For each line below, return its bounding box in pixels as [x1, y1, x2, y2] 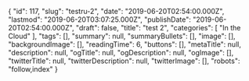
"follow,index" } [8, 65, 59, 73]
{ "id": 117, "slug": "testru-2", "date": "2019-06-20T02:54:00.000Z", [8, 7, 225, 16]
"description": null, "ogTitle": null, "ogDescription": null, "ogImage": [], [8, 48, 234, 57]
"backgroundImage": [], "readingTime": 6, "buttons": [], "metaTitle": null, [8, 40, 241, 49]
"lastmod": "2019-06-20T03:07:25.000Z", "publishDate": [8, 15, 192, 24]
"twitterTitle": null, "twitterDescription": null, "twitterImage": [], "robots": [8, 56, 240, 65]
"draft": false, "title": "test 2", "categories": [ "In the [75, 23, 241, 32]
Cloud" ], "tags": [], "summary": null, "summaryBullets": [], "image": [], [8, 31, 236, 40]
